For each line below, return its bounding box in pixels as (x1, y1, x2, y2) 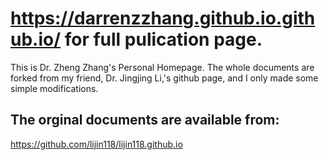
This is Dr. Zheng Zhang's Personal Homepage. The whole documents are (10, 61, 315, 73)
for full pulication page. (64, 28, 263, 51)
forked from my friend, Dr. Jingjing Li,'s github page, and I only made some (10, 72, 319, 84)
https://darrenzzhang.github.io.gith (10, 7, 316, 30)
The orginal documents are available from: (10, 112, 280, 129)
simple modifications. (10, 82, 99, 94)
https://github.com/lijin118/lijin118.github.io (10, 138, 183, 150)
